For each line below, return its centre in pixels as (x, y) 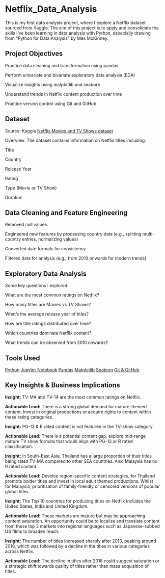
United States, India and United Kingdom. (47, 506)
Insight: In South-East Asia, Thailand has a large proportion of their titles (79, 456)
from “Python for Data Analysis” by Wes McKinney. (57, 38)
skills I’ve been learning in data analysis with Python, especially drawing (78, 33)
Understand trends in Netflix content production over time (64, 94)
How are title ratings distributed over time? (48, 324)
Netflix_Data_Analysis (51, 9)
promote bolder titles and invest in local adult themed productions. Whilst (79, 481)
